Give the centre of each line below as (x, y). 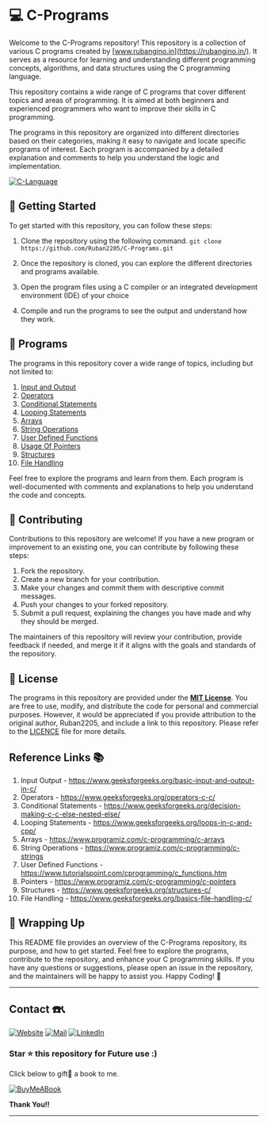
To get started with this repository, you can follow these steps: (111, 225)
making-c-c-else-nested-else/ (71, 814)
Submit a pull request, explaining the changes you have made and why (136, 613)
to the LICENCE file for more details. (68, 732)
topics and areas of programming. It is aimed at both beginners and (119, 100)
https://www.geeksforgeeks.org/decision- (172, 806)
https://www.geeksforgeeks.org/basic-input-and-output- (162, 780)
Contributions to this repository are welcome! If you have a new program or (132, 539)
